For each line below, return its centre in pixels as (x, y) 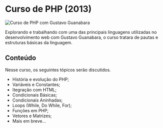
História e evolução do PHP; (41, 79)
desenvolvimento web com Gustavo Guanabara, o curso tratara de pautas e (82, 37)
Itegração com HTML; (34, 90)
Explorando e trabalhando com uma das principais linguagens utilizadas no (81, 32)
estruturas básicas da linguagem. (39, 42)
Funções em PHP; (30, 110)
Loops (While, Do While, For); (42, 105)
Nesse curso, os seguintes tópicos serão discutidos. (58, 70)
